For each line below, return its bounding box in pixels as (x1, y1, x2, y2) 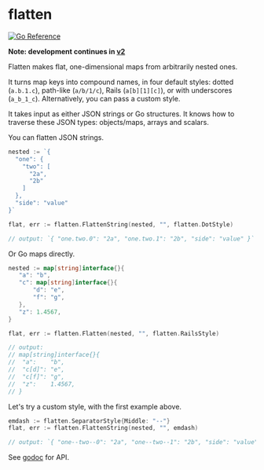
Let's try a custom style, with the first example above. (8, 402, 182, 411)
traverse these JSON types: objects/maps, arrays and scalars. (8, 117, 210, 127)
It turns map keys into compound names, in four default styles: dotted (8, 77, 234, 86)
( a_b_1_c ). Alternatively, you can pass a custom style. (8, 94, 181, 103)
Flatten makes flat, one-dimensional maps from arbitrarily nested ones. (8, 61, 238, 72)
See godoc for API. (8, 453, 69, 462)
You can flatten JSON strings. (8, 132, 104, 142)
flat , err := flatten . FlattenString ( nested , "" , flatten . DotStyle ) (8, 220, 234, 229)
